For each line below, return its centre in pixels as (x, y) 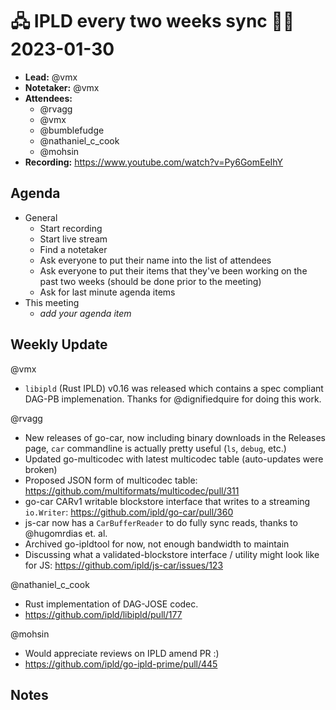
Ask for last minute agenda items (107, 292)
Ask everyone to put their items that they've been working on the (173, 270)
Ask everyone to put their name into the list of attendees (155, 260)
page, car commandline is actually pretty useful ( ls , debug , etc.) (155, 448)
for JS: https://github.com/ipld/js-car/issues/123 (124, 565)
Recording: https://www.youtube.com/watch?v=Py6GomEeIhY (154, 162)
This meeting (52, 302)
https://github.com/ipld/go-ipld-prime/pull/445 (121, 664)
